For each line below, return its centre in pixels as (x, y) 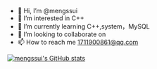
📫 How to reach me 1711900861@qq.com (78, 42)
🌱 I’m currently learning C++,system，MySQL (83, 26)
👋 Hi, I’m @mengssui (48, 11)
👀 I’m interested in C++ (51, 18)
